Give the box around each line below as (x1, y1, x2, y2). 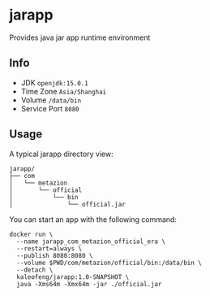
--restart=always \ (16, 244, 83, 253)
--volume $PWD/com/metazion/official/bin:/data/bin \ (16, 259, 202, 267)
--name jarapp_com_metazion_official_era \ (16, 237, 165, 246)
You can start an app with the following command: (9, 214, 178, 224)
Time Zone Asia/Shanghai (20, 86, 107, 96)
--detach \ (16, 266, 54, 274)
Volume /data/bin (20, 95, 82, 105)
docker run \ (9, 230, 54, 238)
